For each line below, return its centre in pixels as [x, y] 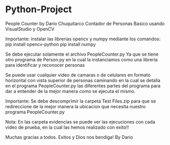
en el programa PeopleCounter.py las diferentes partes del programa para [83, 86]
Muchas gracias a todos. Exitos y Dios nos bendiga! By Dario [69, 137]
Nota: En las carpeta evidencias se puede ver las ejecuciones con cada [80, 122]
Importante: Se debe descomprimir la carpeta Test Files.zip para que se [81, 101]
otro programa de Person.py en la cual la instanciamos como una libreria [82, 59]
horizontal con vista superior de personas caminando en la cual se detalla [83, 80]
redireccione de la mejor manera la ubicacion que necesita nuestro [76, 106]
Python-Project [39, 9]
